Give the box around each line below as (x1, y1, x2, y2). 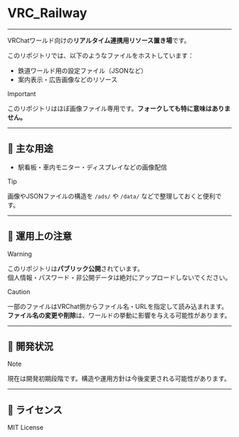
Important (7, 89, 36, 98)
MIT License (7, 423, 44, 432)
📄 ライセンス (7, 404, 63, 416)
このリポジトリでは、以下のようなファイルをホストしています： (7, 51, 194, 60)
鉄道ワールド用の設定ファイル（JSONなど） (17, 66, 148, 75)
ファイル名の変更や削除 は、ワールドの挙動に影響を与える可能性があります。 (7, 311, 231, 320)
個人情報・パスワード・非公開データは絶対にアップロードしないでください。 (7, 273, 232, 282)
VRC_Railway (7, 5, 87, 21)
